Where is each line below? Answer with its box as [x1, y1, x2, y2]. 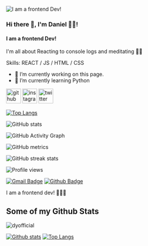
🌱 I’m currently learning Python [14, 77, 90, 84]
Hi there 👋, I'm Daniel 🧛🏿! [6, 20, 78, 28]
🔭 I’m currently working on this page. [14, 71, 104, 78]
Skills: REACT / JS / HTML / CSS [6, 59, 84, 67]
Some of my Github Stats [6, 206, 99, 216]
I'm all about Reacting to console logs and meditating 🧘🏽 [6, 48, 143, 55]
